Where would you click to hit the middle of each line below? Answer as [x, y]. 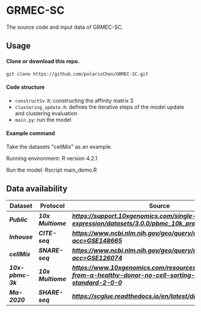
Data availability [37, 189]
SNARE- [51, 250]
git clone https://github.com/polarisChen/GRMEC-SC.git [77, 74]
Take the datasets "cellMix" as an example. [59, 146]
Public [19, 220]
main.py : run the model [43, 119]
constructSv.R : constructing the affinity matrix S [74, 100]
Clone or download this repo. [43, 61]
